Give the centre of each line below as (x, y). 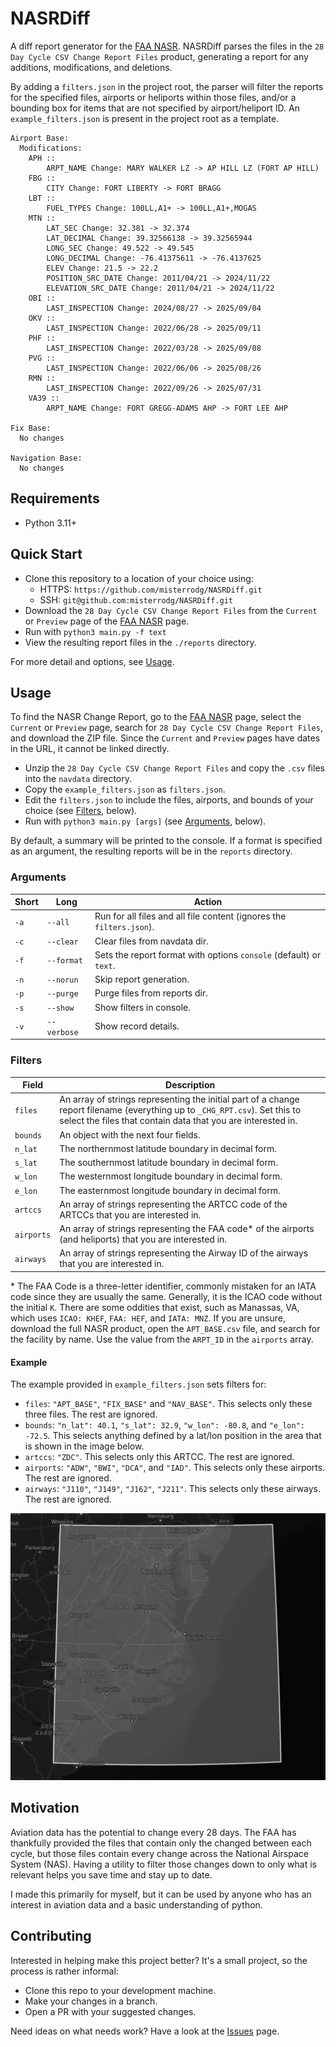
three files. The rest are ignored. (91, 1414)
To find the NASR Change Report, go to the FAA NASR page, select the (156, 717)
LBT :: (42, 198)
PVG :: (42, 358)
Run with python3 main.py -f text (95, 631)
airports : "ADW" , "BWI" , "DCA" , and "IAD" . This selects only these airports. (175, 1468)
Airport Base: (40, 138)
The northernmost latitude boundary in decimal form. (168, 1148)
